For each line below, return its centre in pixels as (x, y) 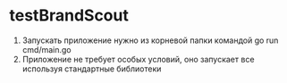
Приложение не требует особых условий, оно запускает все (138, 59)
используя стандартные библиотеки (92, 69)
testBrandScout (69, 16)
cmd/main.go (46, 49)
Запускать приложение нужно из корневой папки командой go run (150, 40)
